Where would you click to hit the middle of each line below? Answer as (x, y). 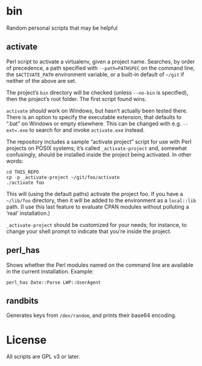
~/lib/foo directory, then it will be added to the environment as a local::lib (101, 200)
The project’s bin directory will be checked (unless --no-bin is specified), (97, 93)
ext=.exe (17, 130)
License (27, 340)
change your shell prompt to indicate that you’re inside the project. (89, 231)
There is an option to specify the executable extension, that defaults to (94, 117)
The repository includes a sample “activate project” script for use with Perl (99, 142)
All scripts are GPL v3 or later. (43, 357)
